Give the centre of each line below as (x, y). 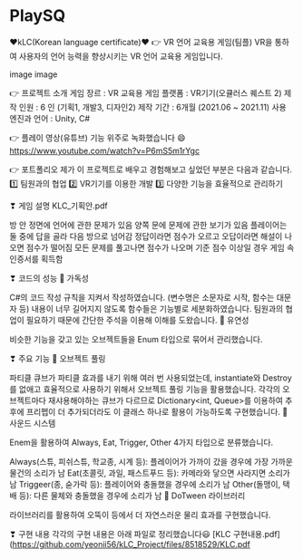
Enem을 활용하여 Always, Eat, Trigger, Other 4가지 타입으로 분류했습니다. (142, 442)
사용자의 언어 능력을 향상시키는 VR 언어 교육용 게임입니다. (121, 56)
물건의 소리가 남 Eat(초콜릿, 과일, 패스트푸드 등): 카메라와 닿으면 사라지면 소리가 (150, 473)
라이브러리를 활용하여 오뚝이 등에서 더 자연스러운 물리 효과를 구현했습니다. (140, 515)
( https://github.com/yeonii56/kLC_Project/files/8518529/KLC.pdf (130, 544)
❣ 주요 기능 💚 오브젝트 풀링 (58, 358)
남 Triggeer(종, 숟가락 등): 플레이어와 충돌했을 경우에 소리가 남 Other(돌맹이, (145, 484)
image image (34, 74)
